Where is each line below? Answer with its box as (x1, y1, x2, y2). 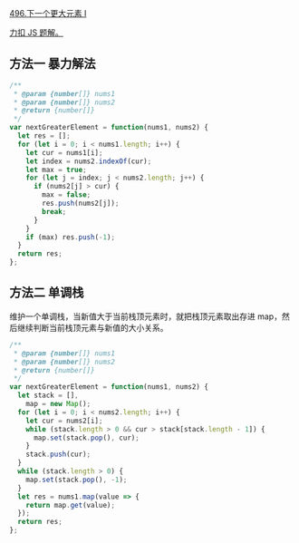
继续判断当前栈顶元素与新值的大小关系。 (16, 322, 169, 333)
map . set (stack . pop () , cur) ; (33, 433, 140, 442)
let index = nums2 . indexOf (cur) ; (25, 157, 152, 166)
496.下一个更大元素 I (9, 8, 87, 18)
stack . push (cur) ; (25, 450, 92, 460)
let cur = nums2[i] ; (25, 416, 103, 425)
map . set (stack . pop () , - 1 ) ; (25, 475, 128, 484)
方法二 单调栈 (9, 285, 84, 301)
